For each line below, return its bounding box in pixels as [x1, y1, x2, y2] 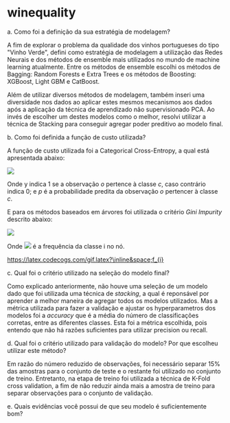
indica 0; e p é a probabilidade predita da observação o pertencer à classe [7, 187, 218, 195]
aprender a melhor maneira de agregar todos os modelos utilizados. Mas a [7, 297, 218, 305]
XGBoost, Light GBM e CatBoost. [7, 77, 100, 85]
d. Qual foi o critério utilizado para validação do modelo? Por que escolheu [7, 339, 218, 347]
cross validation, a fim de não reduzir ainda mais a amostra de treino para [7, 381, 215, 389]
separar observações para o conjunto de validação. [7, 389, 153, 397]
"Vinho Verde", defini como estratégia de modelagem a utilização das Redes [7, 48, 223, 56]
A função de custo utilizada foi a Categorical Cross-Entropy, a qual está [7, 146, 209, 155]
